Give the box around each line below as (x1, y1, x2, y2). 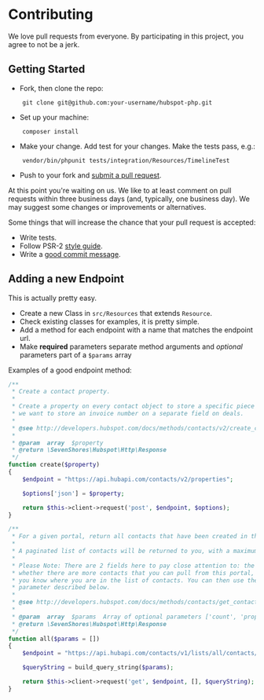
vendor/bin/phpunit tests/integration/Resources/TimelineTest (22, 156, 230, 164)
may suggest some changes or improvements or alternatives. (8, 202, 207, 211)
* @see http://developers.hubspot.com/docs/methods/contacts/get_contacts (11, 599, 262, 607)
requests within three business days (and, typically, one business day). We (8, 194, 250, 203)
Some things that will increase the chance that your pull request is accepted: (8, 218, 256, 227)
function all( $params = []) (8, 635, 101, 643)
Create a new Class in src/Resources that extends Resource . (19, 308, 213, 317)
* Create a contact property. (11, 387, 111, 396)
